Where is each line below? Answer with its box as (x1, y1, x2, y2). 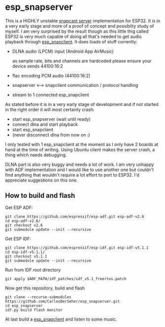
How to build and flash (5, 191, 75, 200)
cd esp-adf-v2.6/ (5, 218, 41, 223)
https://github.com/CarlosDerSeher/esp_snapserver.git (5, 299, 120, 304)
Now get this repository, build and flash (5, 285, 85, 291)
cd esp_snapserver (5, 303, 43, 308)
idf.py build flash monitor (5, 307, 63, 312)
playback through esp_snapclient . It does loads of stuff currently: (5, 38, 137, 44)
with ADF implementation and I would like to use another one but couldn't (5, 167, 154, 173)
